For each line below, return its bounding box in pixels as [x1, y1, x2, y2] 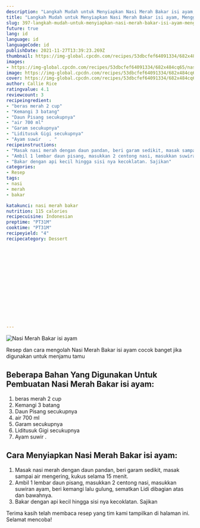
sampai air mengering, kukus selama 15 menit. [14, 473, 129, 480]
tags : [6, 175, 20, 181]
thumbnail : [6, 53, 33, 59]
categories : [6, 164, 36, 170]
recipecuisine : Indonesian [6, 214, 73, 220]
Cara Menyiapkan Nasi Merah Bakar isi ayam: [6, 450, 178, 461]
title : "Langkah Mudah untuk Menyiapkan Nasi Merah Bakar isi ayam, [6, 14, 180, 20]
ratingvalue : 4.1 [6, 87, 49, 92]
